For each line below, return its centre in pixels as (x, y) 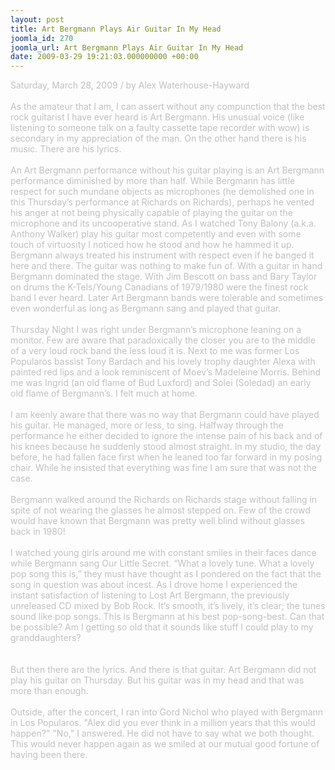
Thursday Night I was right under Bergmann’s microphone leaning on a (156, 330)
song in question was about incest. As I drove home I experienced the (154, 585)
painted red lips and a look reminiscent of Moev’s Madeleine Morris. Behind (166, 372)
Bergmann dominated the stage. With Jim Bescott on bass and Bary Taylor (164, 277)
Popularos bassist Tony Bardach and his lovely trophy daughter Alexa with (163, 362)
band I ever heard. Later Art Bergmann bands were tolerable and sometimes (167, 298)
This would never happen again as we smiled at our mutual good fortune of (165, 744)
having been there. (49, 755)
